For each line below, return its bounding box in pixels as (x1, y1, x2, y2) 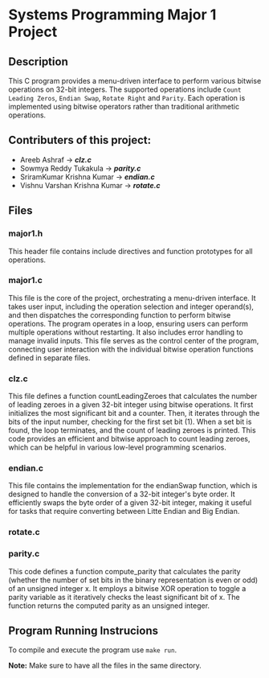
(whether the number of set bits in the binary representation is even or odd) (8, 575, 259, 585)
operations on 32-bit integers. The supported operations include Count (8, 84, 242, 94)
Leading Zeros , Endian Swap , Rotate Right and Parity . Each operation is (8, 93, 246, 102)
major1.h (8, 228, 43, 239)
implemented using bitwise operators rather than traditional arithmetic (8, 102, 239, 111)
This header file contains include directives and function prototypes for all (8, 246, 253, 256)
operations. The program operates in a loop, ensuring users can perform (8, 318, 249, 328)
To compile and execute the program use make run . (8, 645, 177, 655)
